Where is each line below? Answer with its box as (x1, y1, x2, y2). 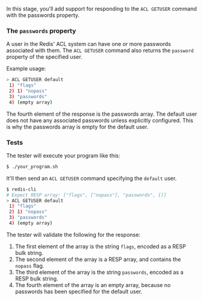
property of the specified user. (6, 53, 83, 61)
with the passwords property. (6, 12, 80, 19)
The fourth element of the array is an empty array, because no (15, 281, 171, 288)
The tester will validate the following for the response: (6, 231, 141, 238)
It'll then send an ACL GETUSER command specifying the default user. (6, 174, 177, 182)
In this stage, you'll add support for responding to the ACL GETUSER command (6, 5, 197, 12)
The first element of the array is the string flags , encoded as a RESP (15, 242, 186, 250)
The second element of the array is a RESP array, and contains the (15, 256, 181, 263)
